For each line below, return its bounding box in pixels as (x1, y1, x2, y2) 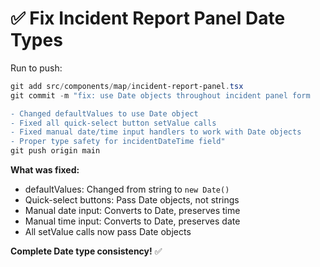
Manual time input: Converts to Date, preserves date (24, 215, 241, 227)
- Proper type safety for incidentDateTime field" (10, 137, 226, 147)
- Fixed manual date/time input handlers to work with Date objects (10, 127, 302, 137)
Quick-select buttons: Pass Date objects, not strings (24, 194, 240, 206)
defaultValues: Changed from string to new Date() (24, 183, 230, 196)
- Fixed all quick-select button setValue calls (10, 118, 217, 128)
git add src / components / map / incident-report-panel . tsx (10, 81, 244, 91)
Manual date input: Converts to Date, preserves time (24, 205, 241, 217)
